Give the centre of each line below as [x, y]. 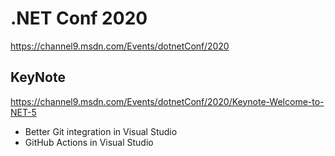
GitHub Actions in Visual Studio [89, 142]
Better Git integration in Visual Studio [101, 131]
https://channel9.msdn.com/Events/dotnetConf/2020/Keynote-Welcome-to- [167, 101]
